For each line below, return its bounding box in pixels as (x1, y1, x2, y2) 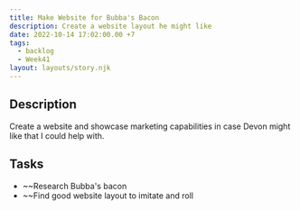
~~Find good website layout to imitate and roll (22, 190, 194, 201)
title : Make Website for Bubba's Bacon (9, 13, 160, 23)
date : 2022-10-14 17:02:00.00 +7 (9, 30, 136, 39)
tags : (9, 38, 30, 48)
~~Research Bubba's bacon (22, 180, 127, 191)
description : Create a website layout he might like (9, 22, 212, 31)
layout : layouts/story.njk (9, 64, 111, 73)
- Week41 (17, 55, 51, 64)
